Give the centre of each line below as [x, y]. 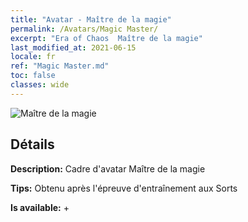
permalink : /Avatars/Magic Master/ [84, 29]
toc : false [33, 76]
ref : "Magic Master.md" [60, 66]
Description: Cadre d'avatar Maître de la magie [108, 168]
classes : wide [40, 85]
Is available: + [40, 207]
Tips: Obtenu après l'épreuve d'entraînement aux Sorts [124, 188]
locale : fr [33, 57]
